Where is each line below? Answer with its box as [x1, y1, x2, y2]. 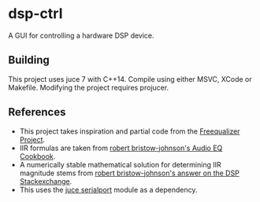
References [8, 105, 66, 119]
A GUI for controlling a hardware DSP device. [8, 31, 155, 40]
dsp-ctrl [8, 5, 63, 23]
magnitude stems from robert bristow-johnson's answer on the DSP [19, 168, 240, 178]
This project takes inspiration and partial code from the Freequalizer [19, 127, 240, 136]
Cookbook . [19, 151, 56, 161]
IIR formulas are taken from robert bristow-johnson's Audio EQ [19, 143, 223, 152]
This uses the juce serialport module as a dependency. [19, 185, 199, 194]
